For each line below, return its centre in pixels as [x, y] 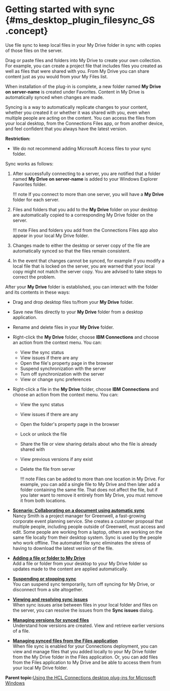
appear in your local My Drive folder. [51, 236]
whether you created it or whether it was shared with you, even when [78, 112]
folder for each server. [36, 199]
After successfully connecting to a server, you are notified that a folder [87, 174]
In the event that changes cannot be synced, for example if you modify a [89, 261]
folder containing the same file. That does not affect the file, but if [89, 490]
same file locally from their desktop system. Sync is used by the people [87, 537]
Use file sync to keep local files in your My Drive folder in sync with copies [83, 45]
